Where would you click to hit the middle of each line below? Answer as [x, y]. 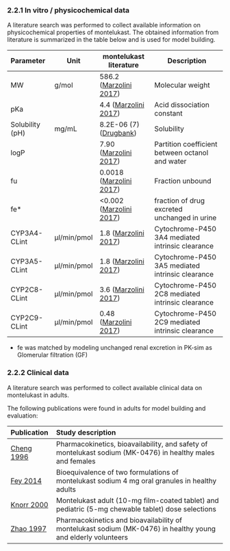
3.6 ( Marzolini [122, 290]
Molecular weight [182, 86]
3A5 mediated [177, 266]
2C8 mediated [177, 294]
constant [168, 114]
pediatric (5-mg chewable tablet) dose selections [136, 509]
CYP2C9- [27, 318]
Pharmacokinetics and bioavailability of [119, 520]
